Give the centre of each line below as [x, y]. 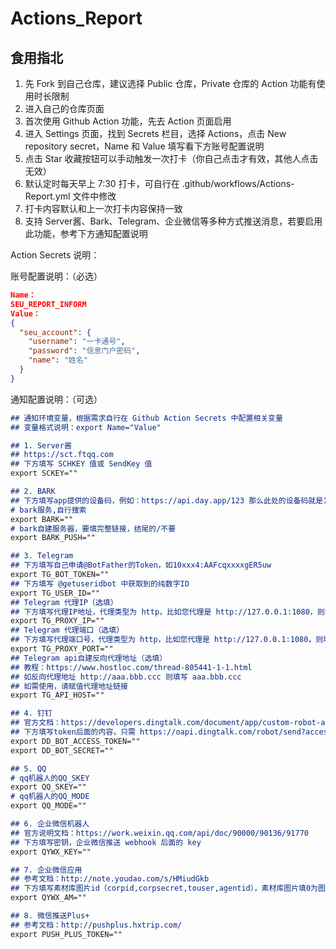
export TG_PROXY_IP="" [57, 621]
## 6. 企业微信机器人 [50, 824]
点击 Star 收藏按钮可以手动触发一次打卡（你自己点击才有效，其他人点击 [171, 158]
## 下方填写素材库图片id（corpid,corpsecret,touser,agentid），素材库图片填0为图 [168, 888]
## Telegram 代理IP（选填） [64, 602]
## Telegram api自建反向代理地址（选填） [89, 658]
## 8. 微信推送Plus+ [50, 916]
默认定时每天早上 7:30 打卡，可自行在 [102, 183]
